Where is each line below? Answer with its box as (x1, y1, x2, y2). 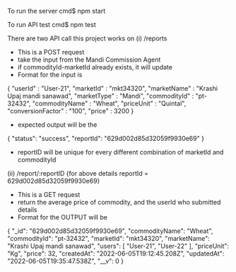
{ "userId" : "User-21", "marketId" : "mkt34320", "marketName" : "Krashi (7, 84, 218, 92)
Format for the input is (17, 71, 83, 79)
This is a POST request (17, 48, 85, 56)
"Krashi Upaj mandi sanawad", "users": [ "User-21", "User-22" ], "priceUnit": (7, 242, 230, 250)
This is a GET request (17, 191, 81, 198)
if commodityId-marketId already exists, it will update (17, 63, 173, 71)
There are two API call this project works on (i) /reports (7, 34, 167, 42)
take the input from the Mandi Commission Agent (17, 55, 161, 64)
